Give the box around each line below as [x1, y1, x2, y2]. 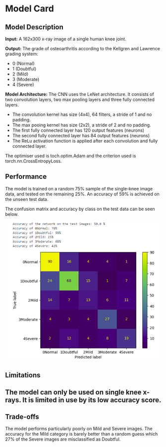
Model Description [5, 23, 63, 31]
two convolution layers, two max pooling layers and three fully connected [5, 96, 155, 102]
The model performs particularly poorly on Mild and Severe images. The [5, 426, 153, 432]
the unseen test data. [5, 196, 49, 202]
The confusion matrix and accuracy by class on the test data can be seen [5, 206, 155, 212]
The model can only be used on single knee [5, 388, 142, 396]
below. [5, 211, 19, 217]
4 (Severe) [12, 82, 34, 88]
